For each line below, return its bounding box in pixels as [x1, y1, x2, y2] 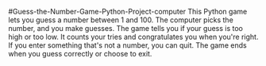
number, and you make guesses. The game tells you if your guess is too [8, 24, 244, 33]
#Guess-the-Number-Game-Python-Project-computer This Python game [8, 7, 248, 16]
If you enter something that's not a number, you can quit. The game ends [8, 41, 248, 50]
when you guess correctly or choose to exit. [8, 49, 152, 58]
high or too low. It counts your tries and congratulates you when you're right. [8, 32, 259, 41]
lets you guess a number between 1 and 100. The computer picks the [8, 15, 234, 25]
